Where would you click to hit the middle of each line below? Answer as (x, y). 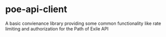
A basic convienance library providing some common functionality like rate (83, 23)
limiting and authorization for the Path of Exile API (57, 28)
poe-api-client (36, 9)
